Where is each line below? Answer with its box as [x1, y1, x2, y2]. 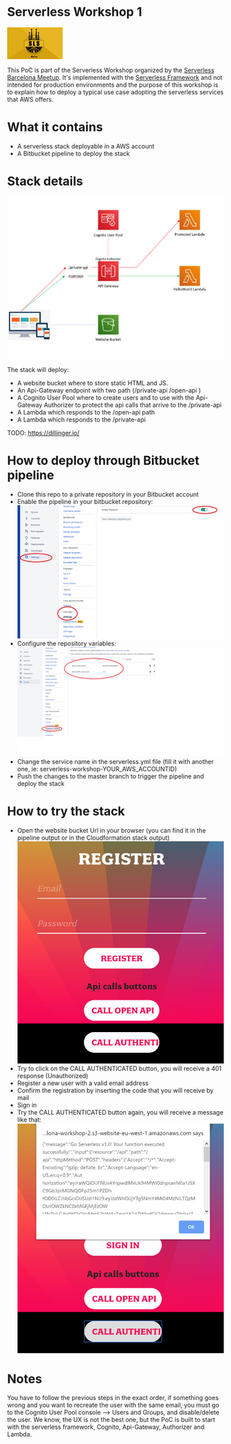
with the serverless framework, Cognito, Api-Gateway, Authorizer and [7, 1423, 205, 1431]
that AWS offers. [7, 95, 54, 103]
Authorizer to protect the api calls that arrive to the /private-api [43, 400, 222, 409]
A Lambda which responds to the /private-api [16, 415, 146, 424]
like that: [16, 1115, 42, 1124]
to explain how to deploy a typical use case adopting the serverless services [7, 87, 224, 96]
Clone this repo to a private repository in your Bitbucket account [16, 490, 199, 499]
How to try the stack [7, 804, 125, 819]
